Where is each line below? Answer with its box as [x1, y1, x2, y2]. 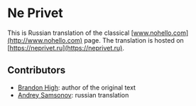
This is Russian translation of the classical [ [7, 28, 134, 37]
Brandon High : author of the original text [17, 83, 136, 92]
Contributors [7, 64, 66, 76]
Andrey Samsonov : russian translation [17, 90, 129, 99]
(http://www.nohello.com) [7, 36, 83, 44]
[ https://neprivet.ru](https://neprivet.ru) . [7, 43, 124, 52]
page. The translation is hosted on [84, 36, 185, 44]
